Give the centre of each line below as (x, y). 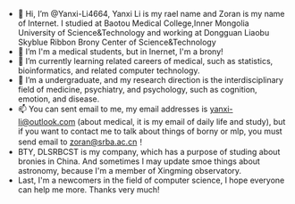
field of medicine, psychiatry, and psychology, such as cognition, (137, 90)
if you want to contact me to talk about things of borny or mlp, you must (150, 131)
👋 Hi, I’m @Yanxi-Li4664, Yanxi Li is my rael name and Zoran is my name (151, 14)
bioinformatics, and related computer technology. (109, 70)
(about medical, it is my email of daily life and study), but (181, 122)
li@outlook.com (46, 122)
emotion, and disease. (59, 99)
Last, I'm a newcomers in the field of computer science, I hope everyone (151, 180)
